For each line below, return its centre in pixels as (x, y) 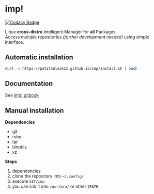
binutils (19, 147)
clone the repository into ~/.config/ (48, 176)
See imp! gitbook (22, 95)
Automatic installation (39, 57)
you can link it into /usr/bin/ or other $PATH (55, 186)
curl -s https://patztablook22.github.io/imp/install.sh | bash (71, 68)
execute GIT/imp (28, 181)
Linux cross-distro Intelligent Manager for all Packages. (61, 32)
